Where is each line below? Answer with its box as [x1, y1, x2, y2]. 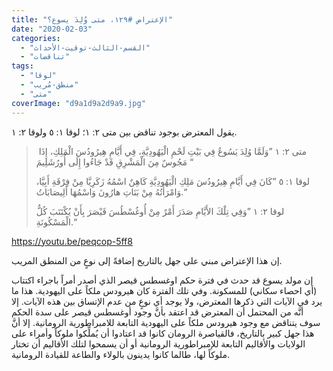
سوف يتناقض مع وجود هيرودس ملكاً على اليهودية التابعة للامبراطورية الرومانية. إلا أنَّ [11, 316, 321, 328]
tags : [11, 61, 34, 71]
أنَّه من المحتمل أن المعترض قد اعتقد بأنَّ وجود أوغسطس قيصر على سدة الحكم [11, 306, 304, 318]
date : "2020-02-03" [11, 24, 93, 34]
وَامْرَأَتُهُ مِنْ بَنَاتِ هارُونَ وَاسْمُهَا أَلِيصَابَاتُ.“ [35, 186, 188, 198]
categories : [11, 33, 61, 43]
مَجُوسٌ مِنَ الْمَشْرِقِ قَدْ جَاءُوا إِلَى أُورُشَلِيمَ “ [35, 156, 194, 168]
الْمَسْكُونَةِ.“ [35, 216, 77, 228]
